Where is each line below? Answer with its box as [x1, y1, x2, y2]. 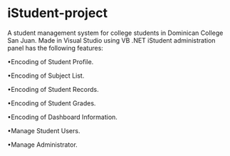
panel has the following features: [7, 43, 103, 52]
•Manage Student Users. [7, 126, 80, 135]
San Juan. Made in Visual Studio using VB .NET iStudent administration [7, 36, 216, 44]
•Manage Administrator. [7, 140, 78, 149]
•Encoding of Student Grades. [7, 98, 96, 108]
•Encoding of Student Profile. [7, 57, 94, 66]
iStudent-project [7, 5, 108, 21]
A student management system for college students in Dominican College [7, 28, 224, 37]
